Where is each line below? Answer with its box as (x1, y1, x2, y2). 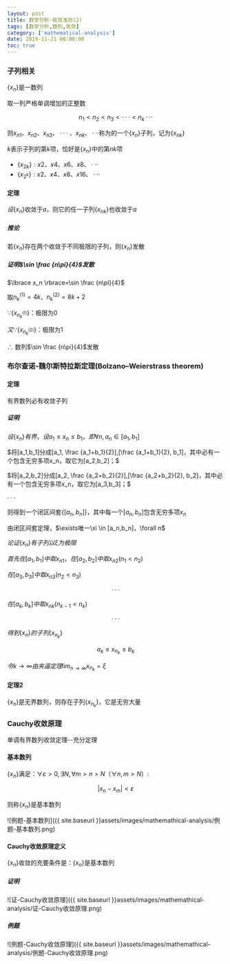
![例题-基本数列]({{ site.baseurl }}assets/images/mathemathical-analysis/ (7, 816, 215, 825)
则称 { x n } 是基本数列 (7, 800, 61, 810)
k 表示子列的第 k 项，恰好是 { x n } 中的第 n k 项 (7, 144, 123, 155)
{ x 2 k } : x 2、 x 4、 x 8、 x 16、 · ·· (17, 170, 101, 180)
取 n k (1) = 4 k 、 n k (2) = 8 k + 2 (7, 291, 86, 303)
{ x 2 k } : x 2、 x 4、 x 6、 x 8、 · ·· (17, 160, 98, 170)
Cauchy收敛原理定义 (7, 842, 67, 850)
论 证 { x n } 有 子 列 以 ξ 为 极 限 (7, 539, 77, 549)
